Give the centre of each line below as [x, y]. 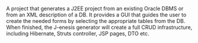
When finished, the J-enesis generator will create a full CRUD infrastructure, [99, 27]
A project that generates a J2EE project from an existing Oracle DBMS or [95, 9]
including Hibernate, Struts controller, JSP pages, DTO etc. [78, 34]
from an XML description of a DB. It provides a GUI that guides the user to [96, 15]
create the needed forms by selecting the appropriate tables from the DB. [96, 21]
